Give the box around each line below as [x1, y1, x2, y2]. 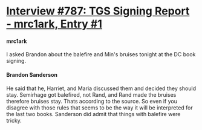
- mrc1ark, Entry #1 [6, 17, 103, 31]
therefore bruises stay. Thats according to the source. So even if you [6, 97, 177, 105]
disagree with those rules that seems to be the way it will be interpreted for [6, 104, 194, 111]
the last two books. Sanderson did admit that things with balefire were [6, 110, 181, 117]
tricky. [6, 117, 22, 124]
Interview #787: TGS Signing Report [6, 4, 190, 18]
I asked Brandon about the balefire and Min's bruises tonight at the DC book [6, 51, 196, 58]
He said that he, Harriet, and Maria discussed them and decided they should [6, 85, 197, 92]
